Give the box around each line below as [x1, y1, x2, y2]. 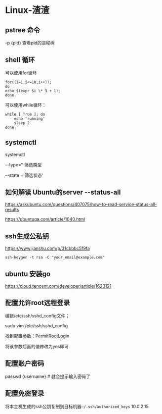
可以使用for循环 [5, 70, 37, 76]
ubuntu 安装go [5, 269, 51, 278]
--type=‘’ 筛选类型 [5, 161, 42, 167]
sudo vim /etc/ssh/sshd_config [5, 322, 68, 328]
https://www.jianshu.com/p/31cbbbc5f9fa [5, 246, 90, 252]
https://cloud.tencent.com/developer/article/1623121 [5, 283, 112, 289]
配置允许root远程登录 [5, 299, 70, 307]
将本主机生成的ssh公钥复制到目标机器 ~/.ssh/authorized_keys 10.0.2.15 [5, 403, 149, 409]
